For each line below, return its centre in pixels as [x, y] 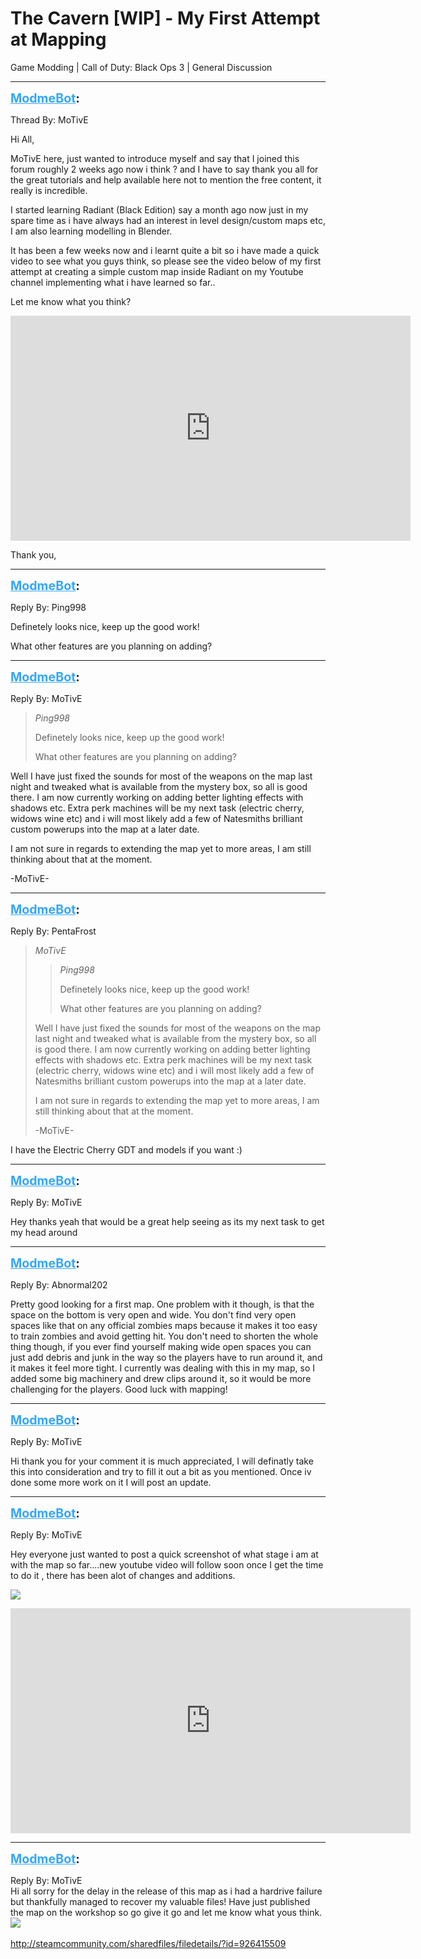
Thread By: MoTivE [49, 119]
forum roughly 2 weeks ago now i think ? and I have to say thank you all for [164, 169]
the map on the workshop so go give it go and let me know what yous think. [166, 1912]
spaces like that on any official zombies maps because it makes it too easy [164, 1325]
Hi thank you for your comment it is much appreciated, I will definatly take [162, 1461]
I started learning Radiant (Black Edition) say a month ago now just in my [159, 209]
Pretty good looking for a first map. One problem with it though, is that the [162, 1304]
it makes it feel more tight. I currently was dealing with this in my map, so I [162, 1368]
